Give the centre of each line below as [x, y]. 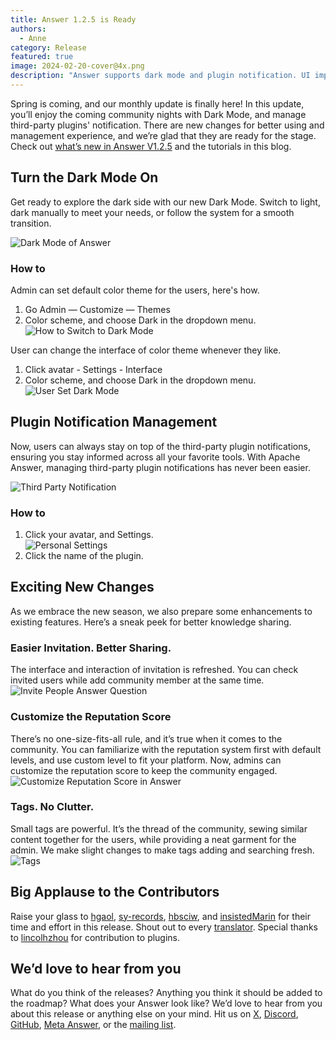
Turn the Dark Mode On [84, 177]
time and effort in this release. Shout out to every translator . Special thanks [164, 927]
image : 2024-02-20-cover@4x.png [77, 66]
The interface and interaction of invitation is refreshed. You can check [154, 670]
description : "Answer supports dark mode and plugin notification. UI [160, 76]
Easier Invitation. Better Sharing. [91, 648]
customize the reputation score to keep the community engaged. [144, 770]
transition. [31, 223]
